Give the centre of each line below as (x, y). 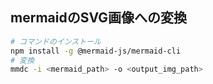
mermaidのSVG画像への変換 (99, 18)
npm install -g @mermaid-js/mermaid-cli (96, 51)
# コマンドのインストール (56, 41)
